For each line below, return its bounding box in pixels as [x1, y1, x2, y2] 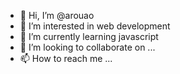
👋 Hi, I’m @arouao [19, 10, 95, 21]
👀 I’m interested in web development [19, 20, 171, 32]
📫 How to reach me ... [19, 53, 113, 64]
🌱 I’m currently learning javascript [19, 31, 159, 42]
